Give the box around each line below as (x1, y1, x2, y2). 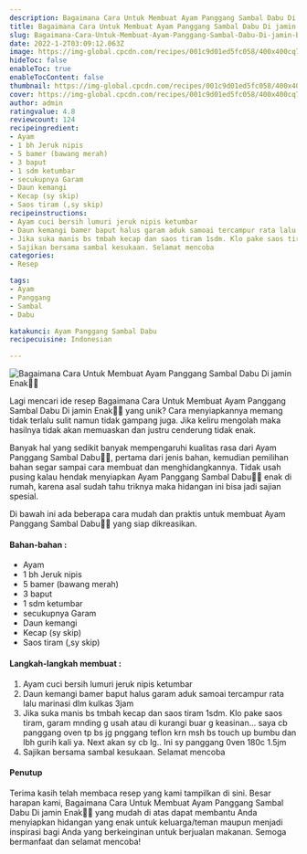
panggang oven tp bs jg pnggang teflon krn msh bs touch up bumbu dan (22, 727, 297, 738)
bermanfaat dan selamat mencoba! (9, 836, 142, 847)
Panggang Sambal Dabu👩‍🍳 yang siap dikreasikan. (9, 518, 198, 530)
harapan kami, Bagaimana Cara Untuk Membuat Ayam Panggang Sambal (9, 796, 284, 808)
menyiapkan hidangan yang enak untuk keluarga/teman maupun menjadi (9, 817, 283, 828)
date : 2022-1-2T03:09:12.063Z (9, 38, 125, 48)
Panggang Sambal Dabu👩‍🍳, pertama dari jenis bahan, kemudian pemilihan (9, 452, 290, 463)
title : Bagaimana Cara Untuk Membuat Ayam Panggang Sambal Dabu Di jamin (9, 22, 297, 31)
